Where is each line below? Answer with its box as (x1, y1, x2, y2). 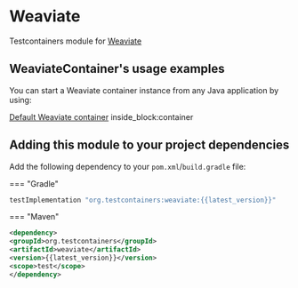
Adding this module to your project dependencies (9, 138, 290, 153)
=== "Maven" (9, 212, 60, 222)
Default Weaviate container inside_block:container (9, 111, 194, 122)
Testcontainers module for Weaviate (9, 36, 142, 46)
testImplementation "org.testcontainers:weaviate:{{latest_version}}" (9, 196, 277, 204)
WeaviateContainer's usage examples (9, 61, 225, 76)
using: (9, 94, 32, 105)
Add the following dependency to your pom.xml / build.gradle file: (9, 161, 246, 172)
